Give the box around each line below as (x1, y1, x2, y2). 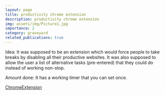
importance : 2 (5, 26, 35, 31)
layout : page (5, 7, 32, 12)
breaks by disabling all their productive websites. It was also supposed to (5, 54, 156, 60)
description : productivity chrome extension (5, 16, 99, 21)
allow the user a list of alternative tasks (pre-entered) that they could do (5, 59, 153, 65)
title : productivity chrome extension (5, 12, 86, 17)
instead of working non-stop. (5, 64, 65, 70)
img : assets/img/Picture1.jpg (5, 21, 68, 26)
